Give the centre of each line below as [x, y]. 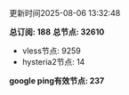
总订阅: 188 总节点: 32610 [57, 32]
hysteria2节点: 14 [53, 62]
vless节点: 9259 [52, 51]
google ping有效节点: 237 [57, 81]
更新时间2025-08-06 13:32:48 [65, 13]
